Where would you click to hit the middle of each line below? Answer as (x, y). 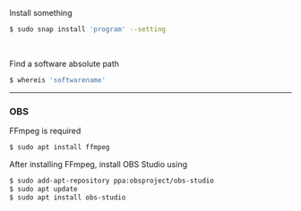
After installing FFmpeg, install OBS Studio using (99, 164)
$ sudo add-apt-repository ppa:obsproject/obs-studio (112, 181)
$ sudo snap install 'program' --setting (88, 30)
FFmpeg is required (45, 131)
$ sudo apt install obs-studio (68, 197)
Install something (41, 13)
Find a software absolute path (64, 63)
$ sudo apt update (43, 189)
